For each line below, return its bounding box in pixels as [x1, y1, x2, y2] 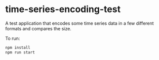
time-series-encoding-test [5, 4, 121, 15]
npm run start [5, 49, 35, 55]
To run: [5, 35, 20, 41]
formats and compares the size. [5, 25, 72, 31]
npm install [5, 45, 30, 50]
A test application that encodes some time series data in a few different [5, 20, 154, 26]
